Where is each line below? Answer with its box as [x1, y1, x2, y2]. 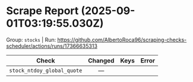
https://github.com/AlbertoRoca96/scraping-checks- [57, 36, 187, 43]
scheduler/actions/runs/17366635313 [6, 42, 98, 50]
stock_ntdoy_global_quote [9, 67, 83, 74]
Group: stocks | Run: [6, 36, 56, 43]
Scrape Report [6, 4, 79, 18]
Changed [88, 56, 115, 64]
